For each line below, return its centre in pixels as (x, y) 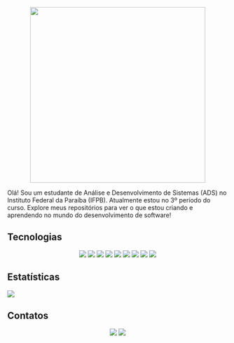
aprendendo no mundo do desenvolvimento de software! (89, 215)
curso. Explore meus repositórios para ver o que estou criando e (100, 208)
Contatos (28, 316)
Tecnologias (35, 237)
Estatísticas (34, 277)
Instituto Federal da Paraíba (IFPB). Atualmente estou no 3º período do (109, 200)
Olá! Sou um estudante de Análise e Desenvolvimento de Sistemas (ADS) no (117, 193)
